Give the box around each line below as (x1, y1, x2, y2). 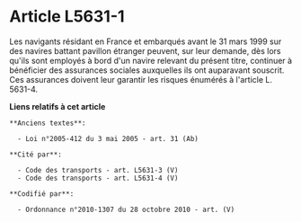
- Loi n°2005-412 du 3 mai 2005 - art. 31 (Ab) (17, 134, 199, 143)
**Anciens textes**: (9, 119, 87, 128)
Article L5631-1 (9, 6, 125, 27)
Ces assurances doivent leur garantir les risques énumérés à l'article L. (9, 74, 272, 84)
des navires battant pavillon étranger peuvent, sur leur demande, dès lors (9, 45, 281, 56)
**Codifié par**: (9, 189, 75, 199)
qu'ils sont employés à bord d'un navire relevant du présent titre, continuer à (9, 55, 293, 66)
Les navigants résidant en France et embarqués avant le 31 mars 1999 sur (9, 36, 282, 47)
